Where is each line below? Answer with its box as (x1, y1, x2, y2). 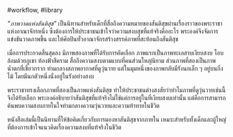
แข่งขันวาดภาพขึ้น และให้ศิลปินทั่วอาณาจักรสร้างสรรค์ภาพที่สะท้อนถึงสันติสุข (7, 35, 179, 43)
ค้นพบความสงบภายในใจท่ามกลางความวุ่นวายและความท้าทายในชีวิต (7, 102, 160, 109)
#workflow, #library (7, 6, 63, 14)
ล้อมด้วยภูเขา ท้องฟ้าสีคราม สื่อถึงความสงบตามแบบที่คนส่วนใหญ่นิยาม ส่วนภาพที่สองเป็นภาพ (7, 57, 216, 64)
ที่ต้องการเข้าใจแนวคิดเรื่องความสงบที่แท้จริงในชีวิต (7, 123, 122, 131)
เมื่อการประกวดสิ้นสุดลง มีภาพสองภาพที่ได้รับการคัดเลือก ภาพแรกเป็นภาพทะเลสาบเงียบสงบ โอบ (7, 48, 224, 57)
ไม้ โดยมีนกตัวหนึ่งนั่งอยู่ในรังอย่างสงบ (7, 72, 95, 80)
